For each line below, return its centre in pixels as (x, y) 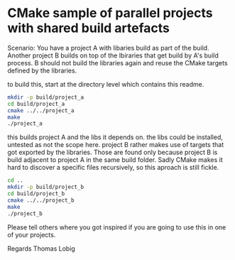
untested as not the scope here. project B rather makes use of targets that (116, 145)
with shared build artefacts (89, 28)
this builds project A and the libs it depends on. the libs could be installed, (115, 137)
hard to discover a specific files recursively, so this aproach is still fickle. (113, 168)
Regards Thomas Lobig (42, 248)
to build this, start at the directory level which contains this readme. (106, 84)
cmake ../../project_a (41, 110)
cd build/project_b (36, 194)
